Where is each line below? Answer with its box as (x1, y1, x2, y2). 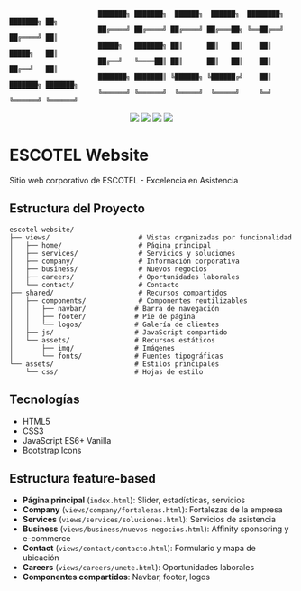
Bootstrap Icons (22, 445, 82, 455)
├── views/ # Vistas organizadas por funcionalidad (9, 232, 293, 242)
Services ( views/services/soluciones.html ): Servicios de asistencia (22, 514, 277, 525)
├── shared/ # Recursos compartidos (9, 288, 228, 297)
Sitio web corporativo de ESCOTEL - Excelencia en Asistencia (9, 174, 239, 185)
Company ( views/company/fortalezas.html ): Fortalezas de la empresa (22, 504, 283, 515)
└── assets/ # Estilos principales (9, 359, 220, 369)
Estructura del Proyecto (9, 201, 146, 217)
